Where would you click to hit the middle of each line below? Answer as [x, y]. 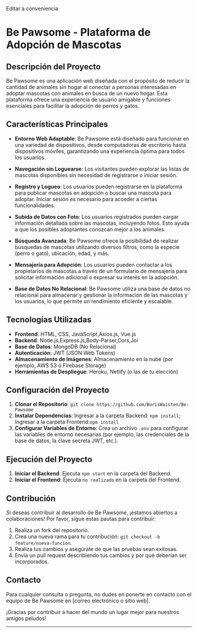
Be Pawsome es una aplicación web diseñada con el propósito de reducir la [98, 81]
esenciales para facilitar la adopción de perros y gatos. [73, 106]
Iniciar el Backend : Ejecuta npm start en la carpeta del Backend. [93, 474]
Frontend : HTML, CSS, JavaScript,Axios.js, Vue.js [75, 334]
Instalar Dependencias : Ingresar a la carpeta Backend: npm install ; [98, 416]
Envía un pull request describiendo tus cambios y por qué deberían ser [100, 555]
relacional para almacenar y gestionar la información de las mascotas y [101, 295]
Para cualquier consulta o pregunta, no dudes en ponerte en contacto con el [99, 594]
